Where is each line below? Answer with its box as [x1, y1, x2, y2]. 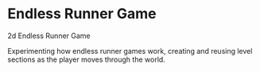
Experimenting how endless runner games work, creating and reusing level [7, 46, 253, 55]
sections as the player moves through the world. [7, 55, 166, 64]
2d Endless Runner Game [7, 31, 91, 40]
